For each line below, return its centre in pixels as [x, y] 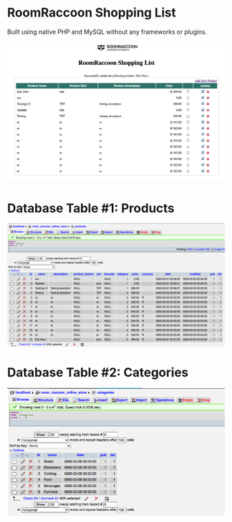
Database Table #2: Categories [98, 373]
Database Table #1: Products [91, 208]
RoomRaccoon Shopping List [91, 13]
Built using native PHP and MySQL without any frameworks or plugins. [107, 32]
